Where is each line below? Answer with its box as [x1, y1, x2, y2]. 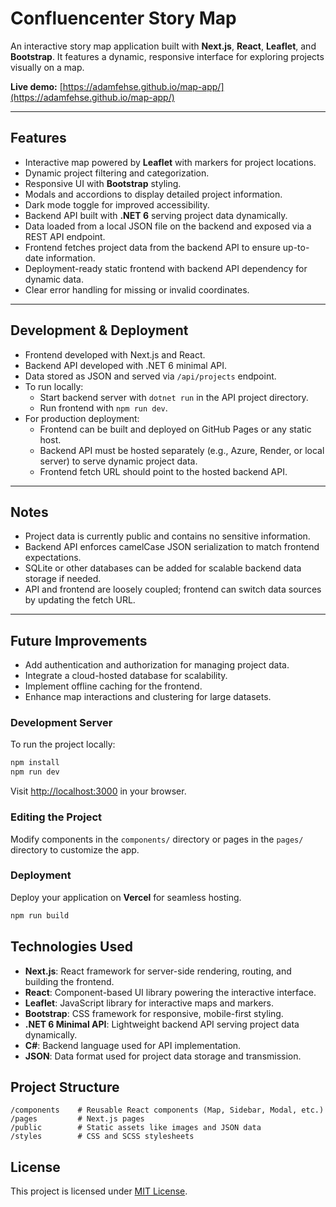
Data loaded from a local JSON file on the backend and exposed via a [24, 220, 312, 232]
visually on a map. [10, 61, 85, 73]
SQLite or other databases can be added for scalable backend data [24, 562, 302, 574]
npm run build [10, 910, 70, 921]
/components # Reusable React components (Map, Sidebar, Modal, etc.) [10, 1105, 325, 1116]
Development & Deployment [10, 322, 189, 339]
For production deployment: [24, 412, 140, 424]
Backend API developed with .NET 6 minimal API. [24, 359, 228, 371]
